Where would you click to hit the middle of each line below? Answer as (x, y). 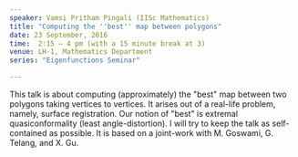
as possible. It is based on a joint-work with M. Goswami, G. (161, 133)
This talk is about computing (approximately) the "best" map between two (148, 94)
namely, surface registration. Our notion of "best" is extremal (124, 114)
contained (28, 133)
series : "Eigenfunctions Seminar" (75, 60)
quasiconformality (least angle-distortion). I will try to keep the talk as (140, 123)
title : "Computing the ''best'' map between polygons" (116, 26)
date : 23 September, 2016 (58, 35)
